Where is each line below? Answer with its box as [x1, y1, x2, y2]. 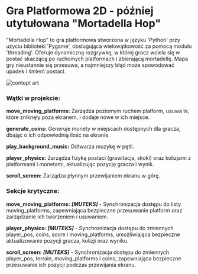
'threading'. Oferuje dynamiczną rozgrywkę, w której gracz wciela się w [6, 49, 180, 56]
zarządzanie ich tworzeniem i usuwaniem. [6, 213, 109, 220]
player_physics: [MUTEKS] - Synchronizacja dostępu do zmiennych [6, 224, 174, 231]
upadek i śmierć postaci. [6, 67, 66, 75]
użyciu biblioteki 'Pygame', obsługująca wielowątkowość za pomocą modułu [6, 43, 192, 50]
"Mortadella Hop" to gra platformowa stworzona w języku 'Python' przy [6, 36, 180, 43]
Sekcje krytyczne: [6, 187, 60, 195]
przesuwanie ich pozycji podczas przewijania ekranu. [6, 261, 137, 268]
